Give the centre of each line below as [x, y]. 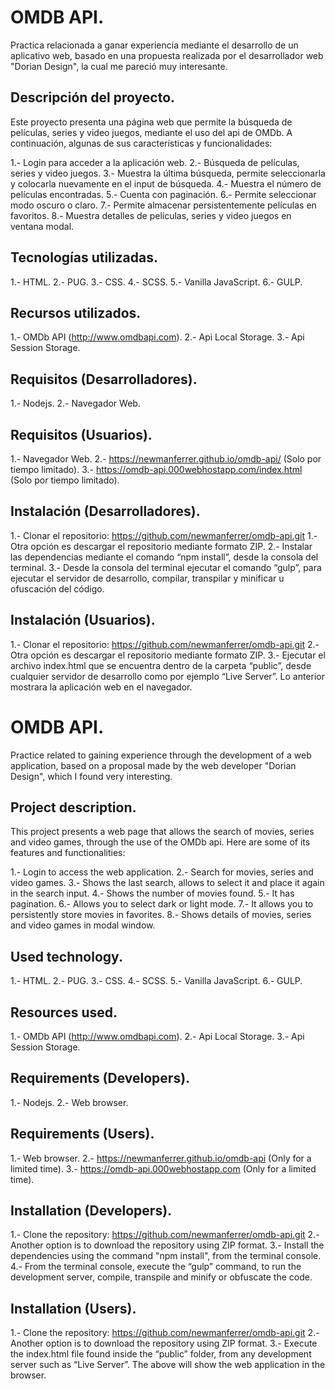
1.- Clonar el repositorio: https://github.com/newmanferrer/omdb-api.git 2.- [165, 644]
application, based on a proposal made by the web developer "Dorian [153, 765]
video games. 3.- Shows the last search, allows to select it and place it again [167, 883]
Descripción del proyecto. [93, 97]
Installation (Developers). [91, 1211]
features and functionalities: [68, 853]
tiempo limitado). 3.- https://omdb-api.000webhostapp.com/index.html [156, 469]
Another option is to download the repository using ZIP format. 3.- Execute [164, 1343]
